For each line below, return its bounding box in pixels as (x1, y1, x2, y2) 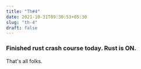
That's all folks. (6, 57, 43, 64)
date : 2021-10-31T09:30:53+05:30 (6, 14, 87, 20)
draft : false (6, 25, 38, 31)
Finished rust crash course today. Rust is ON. (6, 44, 137, 53)
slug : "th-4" (6, 19, 38, 25)
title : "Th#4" (6, 8, 41, 15)
